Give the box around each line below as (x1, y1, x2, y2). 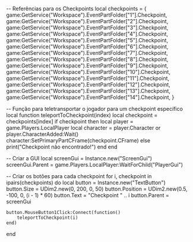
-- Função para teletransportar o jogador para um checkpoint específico (6, 106, 183, 112)
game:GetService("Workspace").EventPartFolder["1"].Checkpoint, (6, 11, 167, 18)
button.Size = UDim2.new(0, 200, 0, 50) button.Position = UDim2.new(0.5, (6, 185, 188, 193)
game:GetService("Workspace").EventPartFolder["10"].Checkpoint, (6, 69, 171, 75)
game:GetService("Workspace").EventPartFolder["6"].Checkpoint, (6, 43, 169, 50)
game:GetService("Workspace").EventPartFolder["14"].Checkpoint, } (6, 94, 175, 101)
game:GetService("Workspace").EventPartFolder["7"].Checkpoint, (6, 49, 168, 56)
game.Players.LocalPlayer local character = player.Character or (6, 125, 161, 131)
